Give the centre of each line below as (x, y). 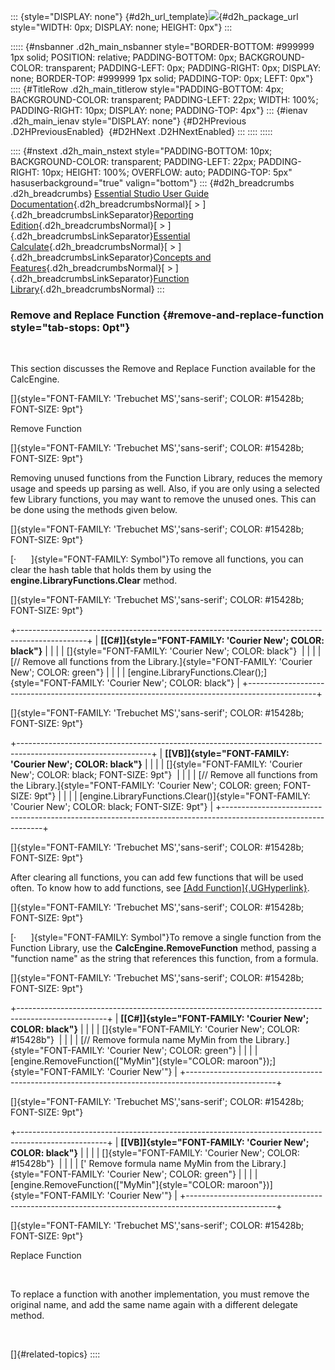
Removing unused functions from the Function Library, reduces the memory (166, 478)
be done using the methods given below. (94, 510)
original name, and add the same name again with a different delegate (154, 1305)
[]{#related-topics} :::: (55, 1354)
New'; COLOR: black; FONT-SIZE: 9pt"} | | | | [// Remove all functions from (164, 775)
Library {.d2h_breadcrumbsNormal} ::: (87, 289)
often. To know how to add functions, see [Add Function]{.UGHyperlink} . (160, 888)
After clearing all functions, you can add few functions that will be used (157, 877)
